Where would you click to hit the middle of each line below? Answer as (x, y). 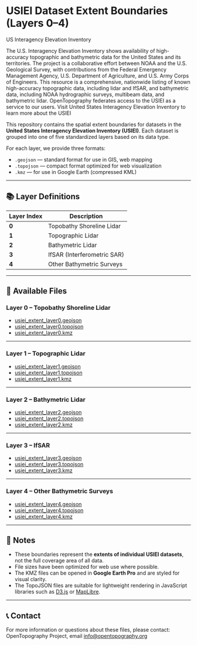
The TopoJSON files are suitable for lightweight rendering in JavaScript (101, 586)
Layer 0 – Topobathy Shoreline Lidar (58, 308)
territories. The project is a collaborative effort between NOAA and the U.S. (96, 63)
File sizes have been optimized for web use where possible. (87, 567)
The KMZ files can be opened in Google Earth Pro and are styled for (97, 573)
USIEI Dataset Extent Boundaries (87, 11)
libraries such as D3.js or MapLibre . (57, 592)
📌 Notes (21, 540)
